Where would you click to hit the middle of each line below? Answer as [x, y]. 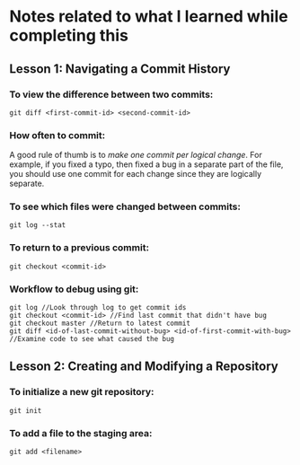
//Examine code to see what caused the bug [92, 339]
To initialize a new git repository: [82, 392]
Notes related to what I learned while [149, 17]
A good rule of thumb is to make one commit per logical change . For [136, 155]
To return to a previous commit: [79, 248]
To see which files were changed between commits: [125, 206]
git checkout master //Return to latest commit [100, 324]
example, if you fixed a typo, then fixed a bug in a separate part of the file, [146, 164]
